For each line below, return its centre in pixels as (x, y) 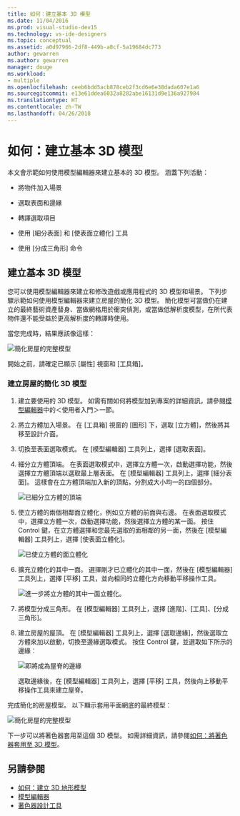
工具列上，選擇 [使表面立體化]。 (81, 539)
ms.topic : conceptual (40, 41)
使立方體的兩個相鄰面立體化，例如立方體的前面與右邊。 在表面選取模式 (122, 512)
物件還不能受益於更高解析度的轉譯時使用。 (70, 318)
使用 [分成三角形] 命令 (50, 248)
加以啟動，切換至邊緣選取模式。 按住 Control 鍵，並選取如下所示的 (135, 641)
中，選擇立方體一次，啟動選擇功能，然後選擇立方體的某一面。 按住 (116, 521)
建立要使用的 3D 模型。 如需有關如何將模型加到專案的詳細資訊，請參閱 (122, 401)
